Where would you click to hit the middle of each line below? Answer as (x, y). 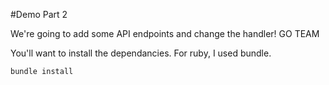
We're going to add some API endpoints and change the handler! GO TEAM (165, 33)
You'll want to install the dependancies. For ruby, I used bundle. (141, 53)
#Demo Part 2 (39, 14)
